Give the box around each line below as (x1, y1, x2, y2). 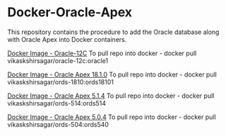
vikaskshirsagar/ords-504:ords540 (7, 120, 109, 128)
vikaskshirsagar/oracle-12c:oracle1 (7, 56, 108, 64)
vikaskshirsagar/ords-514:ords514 (7, 98, 107, 107)
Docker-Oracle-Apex (7, 4, 133, 21)
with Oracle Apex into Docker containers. (7, 35, 127, 43)
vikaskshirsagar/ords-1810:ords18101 (7, 77, 114, 86)
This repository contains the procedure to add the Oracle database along (7, 28, 220, 36)
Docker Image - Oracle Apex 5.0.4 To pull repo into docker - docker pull (7, 113, 217, 121)
